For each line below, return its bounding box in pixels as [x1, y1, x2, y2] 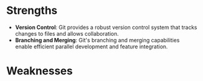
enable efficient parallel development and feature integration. [15, 43, 168, 50]
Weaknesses [6, 64, 73, 78]
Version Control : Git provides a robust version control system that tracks [15, 24, 198, 31]
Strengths [6, 4, 58, 18]
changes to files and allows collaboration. [15, 30, 119, 37]
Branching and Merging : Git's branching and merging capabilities [15, 36, 180, 44]
